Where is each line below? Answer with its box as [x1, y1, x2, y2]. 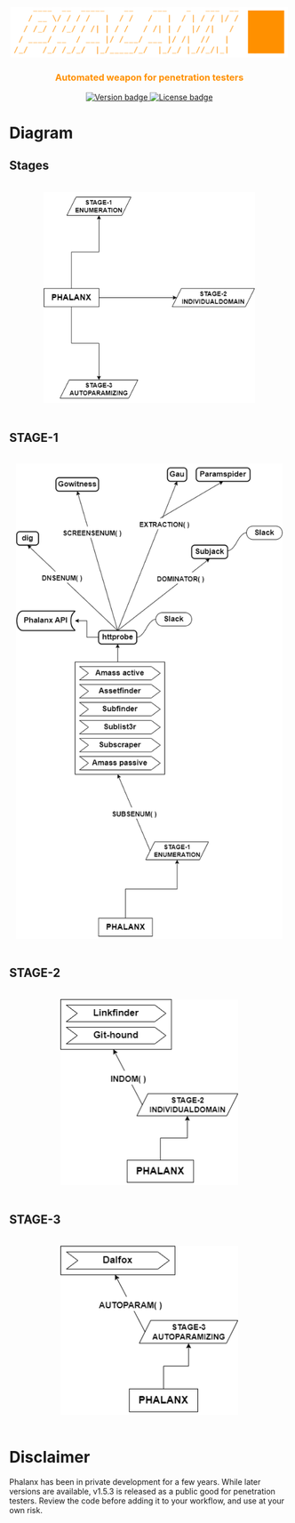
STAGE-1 [9, 429, 59, 445]
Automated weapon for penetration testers [54, 71, 244, 84]
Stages [9, 158, 50, 173]
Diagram [9, 123, 74, 143]
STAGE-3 [9, 1212, 61, 1228]
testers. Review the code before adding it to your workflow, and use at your [9, 1495, 285, 1506]
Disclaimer [9, 1447, 91, 1468]
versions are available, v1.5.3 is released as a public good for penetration [9, 1487, 275, 1497]
